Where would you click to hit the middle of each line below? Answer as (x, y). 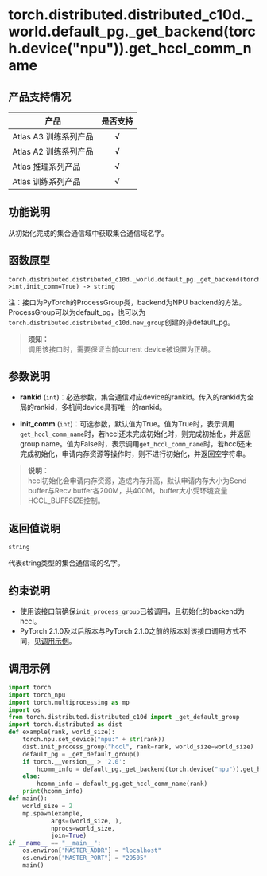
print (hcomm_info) (53, 792)
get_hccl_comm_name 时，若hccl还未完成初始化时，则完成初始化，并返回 (135, 434)
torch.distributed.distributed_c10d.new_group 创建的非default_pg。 (122, 322)
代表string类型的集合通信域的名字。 (66, 563)
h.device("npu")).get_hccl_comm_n (130, 49)
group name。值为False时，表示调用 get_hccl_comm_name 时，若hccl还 (132, 444)
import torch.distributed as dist (66, 725)
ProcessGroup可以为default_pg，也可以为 (77, 312)
